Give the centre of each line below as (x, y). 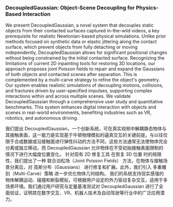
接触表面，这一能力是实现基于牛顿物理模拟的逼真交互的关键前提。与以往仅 (89, 135)
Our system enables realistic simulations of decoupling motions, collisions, (84, 85)
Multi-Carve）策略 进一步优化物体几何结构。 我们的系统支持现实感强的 (89, 174)
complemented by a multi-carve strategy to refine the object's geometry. (83, 80)
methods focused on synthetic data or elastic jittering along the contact (81, 42)
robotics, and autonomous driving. (42, 118)
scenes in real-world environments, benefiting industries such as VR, (79, 112)
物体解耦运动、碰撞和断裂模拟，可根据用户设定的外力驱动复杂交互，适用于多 (86, 180)
